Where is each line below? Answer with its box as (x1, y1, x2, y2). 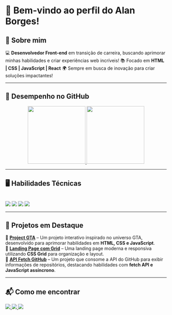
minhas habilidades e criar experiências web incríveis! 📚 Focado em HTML (5, 57, 165, 64)
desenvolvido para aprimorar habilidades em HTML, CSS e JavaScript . (5, 240, 155, 246)
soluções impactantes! (5, 73, 53, 78)
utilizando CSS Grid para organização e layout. (5, 251, 104, 257)
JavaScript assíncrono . (5, 267, 56, 274)
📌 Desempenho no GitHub (5, 92, 90, 101)
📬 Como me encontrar (5, 287, 80, 296)
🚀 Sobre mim (5, 36, 47, 45)
